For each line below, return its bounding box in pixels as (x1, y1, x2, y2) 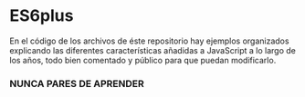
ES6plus (9, 5, 74, 26)
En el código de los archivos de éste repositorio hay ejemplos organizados (9, 35, 289, 46)
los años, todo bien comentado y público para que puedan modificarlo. (9, 54, 277, 65)
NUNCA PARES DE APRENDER (9, 77, 144, 90)
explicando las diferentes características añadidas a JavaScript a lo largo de (9, 44, 297, 55)
